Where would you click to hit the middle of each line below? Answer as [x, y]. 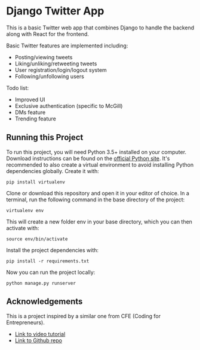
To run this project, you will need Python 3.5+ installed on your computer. [96, 152]
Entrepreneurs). [25, 322]
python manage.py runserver [41, 283]
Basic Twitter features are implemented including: [67, 46]
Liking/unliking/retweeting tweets [56, 64]
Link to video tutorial [40, 334]
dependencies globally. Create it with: [53, 171]
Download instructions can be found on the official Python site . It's [88, 158]
